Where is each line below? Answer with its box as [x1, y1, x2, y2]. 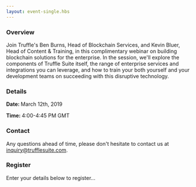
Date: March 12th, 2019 [6, 101, 63, 108]
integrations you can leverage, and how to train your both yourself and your [6, 66, 190, 74]
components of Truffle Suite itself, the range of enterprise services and [6, 60, 179, 67]
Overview [6, 28, 35, 36]
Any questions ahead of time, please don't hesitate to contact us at [6, 140, 169, 147]
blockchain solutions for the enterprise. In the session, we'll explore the [6, 54, 179, 61]
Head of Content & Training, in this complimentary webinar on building [6, 48, 177, 55]
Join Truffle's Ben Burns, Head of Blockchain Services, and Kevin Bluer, [6, 41, 180, 48]
